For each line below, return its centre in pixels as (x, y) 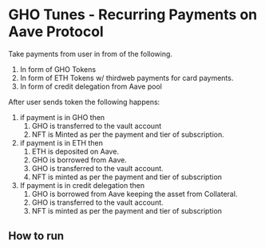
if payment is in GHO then (62, 117)
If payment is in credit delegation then (82, 185)
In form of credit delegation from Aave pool (91, 86)
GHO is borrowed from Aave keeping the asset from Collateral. (134, 194)
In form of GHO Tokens (58, 69)
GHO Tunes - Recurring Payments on (133, 15)
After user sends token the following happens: (84, 102)
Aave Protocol (56, 32)
